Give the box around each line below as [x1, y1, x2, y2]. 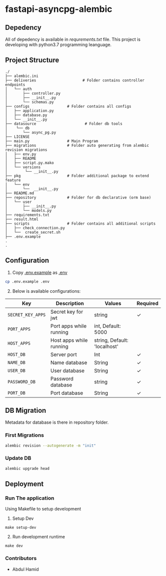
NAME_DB [7, 360, 26, 365]
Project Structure [5, 56, 59, 64]
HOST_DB [7, 351, 26, 357]
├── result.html [5, 217, 39, 222]
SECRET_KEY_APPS [7, 312, 46, 318]
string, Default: [94, 336, 128, 343]
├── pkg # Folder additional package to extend [5, 173, 149, 178]
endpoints [5, 82, 26, 87]
